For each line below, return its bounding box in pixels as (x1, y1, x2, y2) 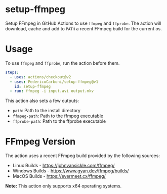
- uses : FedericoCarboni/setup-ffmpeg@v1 (10, 79, 99, 84)
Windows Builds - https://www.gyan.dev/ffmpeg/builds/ (12, 168, 129, 174)
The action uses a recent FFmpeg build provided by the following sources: (5, 153, 160, 159)
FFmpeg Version (5, 136, 76, 148)
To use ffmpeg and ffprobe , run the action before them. (5, 60, 120, 66)
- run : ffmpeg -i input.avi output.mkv (10, 88, 94, 94)
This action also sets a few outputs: (5, 98, 79, 104)
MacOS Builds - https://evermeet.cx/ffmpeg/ (12, 173, 106, 179)
